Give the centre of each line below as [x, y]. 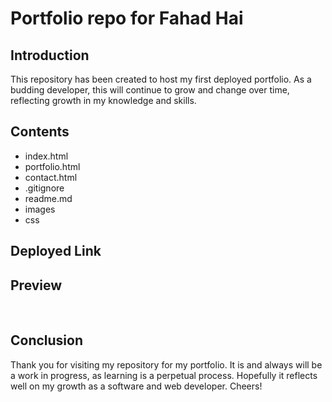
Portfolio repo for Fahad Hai [127, 18]
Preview [36, 285]
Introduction [50, 55]
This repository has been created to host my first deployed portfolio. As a [161, 79]
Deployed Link [56, 251]
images [40, 209]
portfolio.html [52, 166]
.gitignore [44, 188]
